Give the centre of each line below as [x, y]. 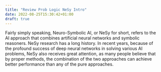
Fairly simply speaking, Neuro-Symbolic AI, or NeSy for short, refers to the [80, 33]
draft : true [17, 19]
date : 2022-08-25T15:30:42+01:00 [39, 14]
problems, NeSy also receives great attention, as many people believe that [80, 54]
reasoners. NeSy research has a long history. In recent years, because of [79, 43]
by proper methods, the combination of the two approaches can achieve [79, 59]
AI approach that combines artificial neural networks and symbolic [72, 38]
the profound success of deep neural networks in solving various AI [74, 49]
